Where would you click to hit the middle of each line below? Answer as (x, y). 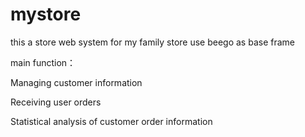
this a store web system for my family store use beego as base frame (152, 42)
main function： (43, 62)
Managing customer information (76, 82)
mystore (46, 14)
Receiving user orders (56, 102)
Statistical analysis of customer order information (111, 121)
